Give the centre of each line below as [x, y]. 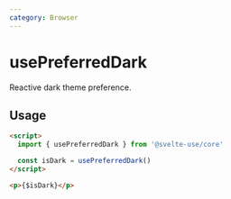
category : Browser [44, 18]
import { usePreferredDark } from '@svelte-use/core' [120, 145]
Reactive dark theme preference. [70, 87]
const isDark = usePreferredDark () [84, 161]
